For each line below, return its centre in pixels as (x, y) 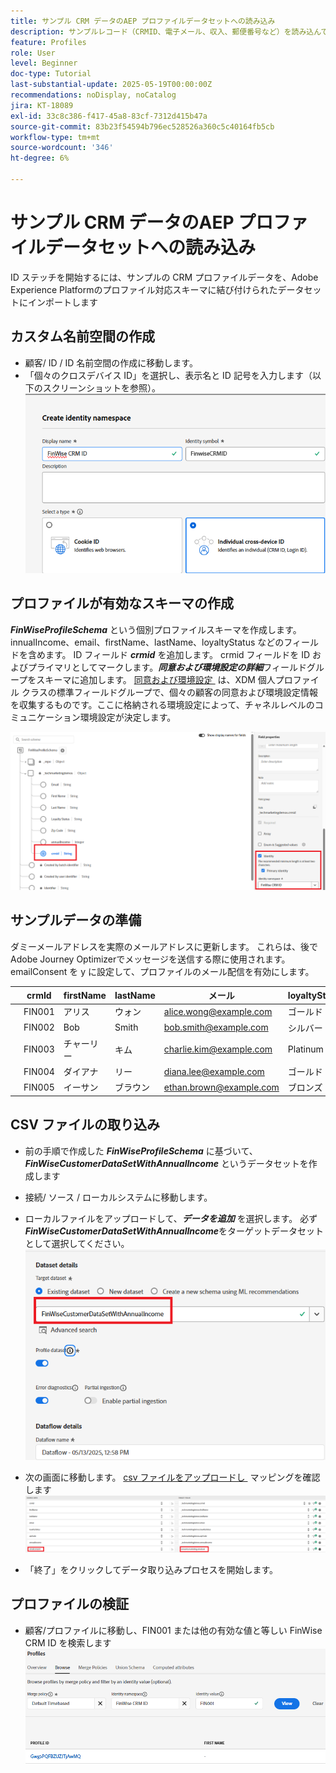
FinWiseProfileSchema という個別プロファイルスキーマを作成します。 (156, 629)
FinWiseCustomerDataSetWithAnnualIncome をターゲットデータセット (174, 1231)
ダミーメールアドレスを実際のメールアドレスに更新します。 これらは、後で (164, 946)
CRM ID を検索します (68, 1642)
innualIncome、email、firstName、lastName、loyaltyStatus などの (147, 642)
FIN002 (39, 1027)
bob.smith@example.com (216, 1027)
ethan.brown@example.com (221, 1087)
